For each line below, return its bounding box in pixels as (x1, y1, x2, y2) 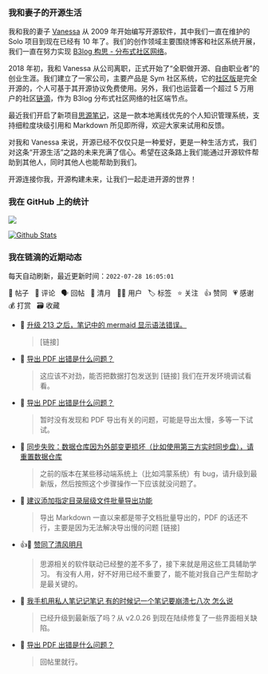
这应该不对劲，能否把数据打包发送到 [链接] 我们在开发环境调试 (39, 371, 245, 380)
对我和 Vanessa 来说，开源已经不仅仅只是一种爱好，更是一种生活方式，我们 (8, 137, 257, 147)
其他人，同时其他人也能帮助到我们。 (22, 157, 141, 167)
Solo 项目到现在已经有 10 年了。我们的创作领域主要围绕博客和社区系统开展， (8, 37, 260, 46)
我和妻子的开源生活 (8, 6, 82, 18)
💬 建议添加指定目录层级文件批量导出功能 (19, 495, 153, 505)
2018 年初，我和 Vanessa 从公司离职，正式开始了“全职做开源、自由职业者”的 (8, 64, 260, 73)
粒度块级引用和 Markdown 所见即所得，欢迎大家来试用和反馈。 (22, 121, 229, 130)
